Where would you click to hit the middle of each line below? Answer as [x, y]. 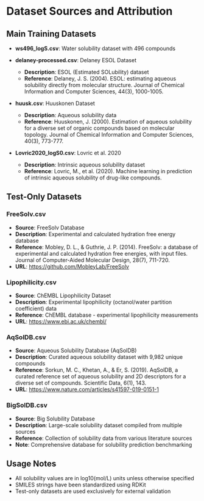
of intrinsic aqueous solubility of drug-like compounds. [93, 178]
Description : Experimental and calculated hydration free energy [95, 234]
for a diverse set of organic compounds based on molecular [99, 128]
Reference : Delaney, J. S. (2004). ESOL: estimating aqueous [100, 78]
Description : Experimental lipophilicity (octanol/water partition [93, 302]
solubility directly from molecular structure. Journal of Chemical [104, 85]
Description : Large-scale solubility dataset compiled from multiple [99, 425]
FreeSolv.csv [26, 214]
